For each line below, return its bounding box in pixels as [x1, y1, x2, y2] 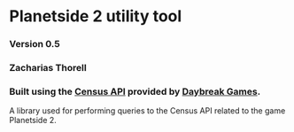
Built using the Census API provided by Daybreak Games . [9, 85, 261, 97]
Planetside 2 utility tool [9, 6, 182, 27]
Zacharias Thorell [9, 62, 87, 74]
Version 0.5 [9, 38, 60, 50]
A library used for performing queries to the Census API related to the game [9, 105, 286, 116]
